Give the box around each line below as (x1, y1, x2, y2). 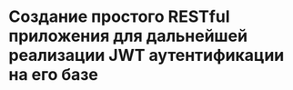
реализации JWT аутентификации (8, 45, 285, 65)
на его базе (8, 65, 99, 85)
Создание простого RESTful (8, 6, 230, 27)
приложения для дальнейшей (8, 25, 248, 46)
